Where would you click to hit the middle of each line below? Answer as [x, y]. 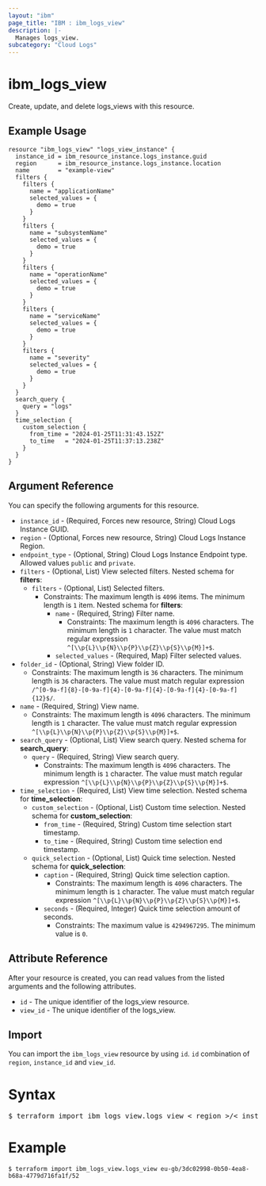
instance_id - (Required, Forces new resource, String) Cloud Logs [127, 520]
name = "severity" [59, 358]
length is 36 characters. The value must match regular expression [138, 681]
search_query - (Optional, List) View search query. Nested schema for [133, 739]
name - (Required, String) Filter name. [115, 613]
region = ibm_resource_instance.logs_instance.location [118, 163]
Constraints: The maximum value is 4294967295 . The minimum [155, 925]
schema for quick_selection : [79, 866]
